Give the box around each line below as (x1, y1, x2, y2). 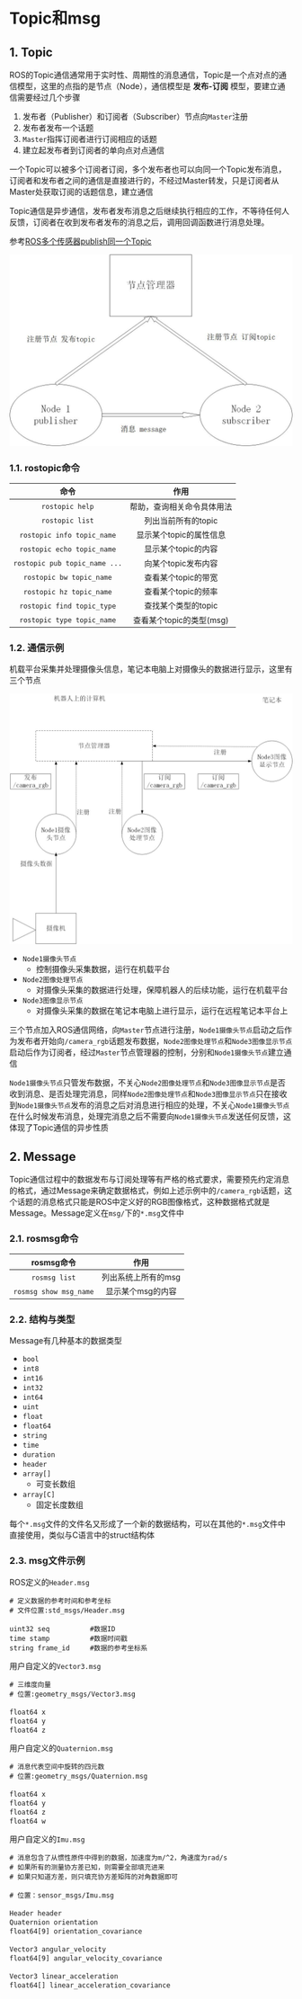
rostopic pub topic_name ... (13, 559, 123, 568)
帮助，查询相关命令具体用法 (129, 501, 233, 512)
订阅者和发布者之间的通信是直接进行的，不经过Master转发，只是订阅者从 (9, 175, 280, 185)
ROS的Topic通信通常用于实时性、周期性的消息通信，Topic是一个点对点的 (9, 69, 280, 80)
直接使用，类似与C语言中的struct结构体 (9, 1530, 155, 1540)
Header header (9, 1908, 63, 1918)
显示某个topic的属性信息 (136, 530, 226, 540)
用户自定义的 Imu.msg (9, 1834, 85, 1844)
